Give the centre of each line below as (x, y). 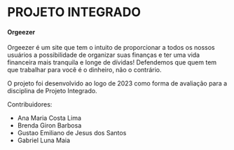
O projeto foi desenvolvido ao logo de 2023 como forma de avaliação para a (117, 83)
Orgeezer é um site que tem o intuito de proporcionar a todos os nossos (111, 48)
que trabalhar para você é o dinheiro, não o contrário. (84, 70)
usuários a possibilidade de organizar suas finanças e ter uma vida (104, 55)
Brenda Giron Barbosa (49, 125)
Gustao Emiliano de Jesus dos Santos (72, 133)
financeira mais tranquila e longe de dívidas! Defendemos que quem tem (112, 62)
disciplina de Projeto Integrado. (52, 91)
